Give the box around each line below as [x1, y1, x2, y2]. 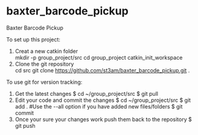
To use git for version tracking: [6, 78, 83, 86]
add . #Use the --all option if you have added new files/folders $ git [14, 102, 183, 110]
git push [14, 122, 36, 129]
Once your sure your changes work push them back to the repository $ [14, 116, 192, 123]
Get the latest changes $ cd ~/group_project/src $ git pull [14, 90, 159, 97]
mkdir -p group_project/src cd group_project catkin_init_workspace [14, 54, 183, 61]
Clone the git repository [14, 60, 74, 67]
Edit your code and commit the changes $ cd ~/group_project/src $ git [14, 96, 191, 104]
